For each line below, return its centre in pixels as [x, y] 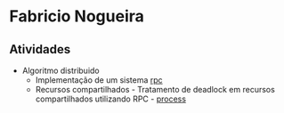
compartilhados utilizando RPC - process [111, 99]
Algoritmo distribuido [61, 70]
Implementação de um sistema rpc [99, 80]
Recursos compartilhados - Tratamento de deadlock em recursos [155, 89]
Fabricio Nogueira [77, 16]
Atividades [40, 49]
